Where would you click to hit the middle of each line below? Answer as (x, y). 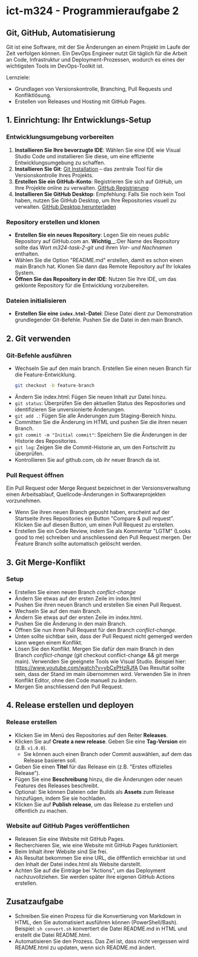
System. (25, 272)
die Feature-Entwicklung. (45, 374)
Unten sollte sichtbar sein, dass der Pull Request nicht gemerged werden (103, 636)
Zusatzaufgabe (35, 902)
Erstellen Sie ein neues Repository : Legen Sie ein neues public (92, 235)
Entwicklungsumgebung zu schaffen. (60, 162)
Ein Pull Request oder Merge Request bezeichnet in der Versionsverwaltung (98, 488)
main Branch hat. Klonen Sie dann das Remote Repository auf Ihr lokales (103, 266)
